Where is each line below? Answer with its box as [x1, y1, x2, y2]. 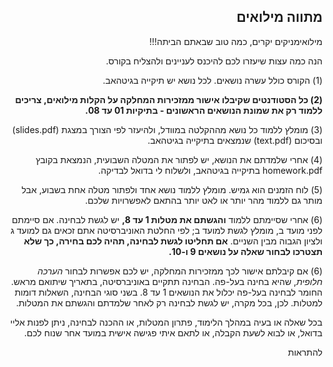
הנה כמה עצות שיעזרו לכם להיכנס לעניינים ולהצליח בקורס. [105, 55, 323, 67]
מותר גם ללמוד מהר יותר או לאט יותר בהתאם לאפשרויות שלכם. [85, 194, 323, 206]
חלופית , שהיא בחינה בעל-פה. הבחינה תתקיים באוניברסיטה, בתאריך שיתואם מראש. [10, 275, 323, 287]
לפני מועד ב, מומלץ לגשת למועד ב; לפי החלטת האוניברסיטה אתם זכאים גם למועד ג [10, 224, 323, 236]
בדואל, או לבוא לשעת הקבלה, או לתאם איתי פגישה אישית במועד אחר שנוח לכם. [23, 326, 323, 339]
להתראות [287, 346, 323, 358]
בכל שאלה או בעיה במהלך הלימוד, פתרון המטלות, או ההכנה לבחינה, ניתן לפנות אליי [10, 316, 323, 328]
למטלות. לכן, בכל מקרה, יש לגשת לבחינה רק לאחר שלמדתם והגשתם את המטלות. [15, 296, 323, 309]
